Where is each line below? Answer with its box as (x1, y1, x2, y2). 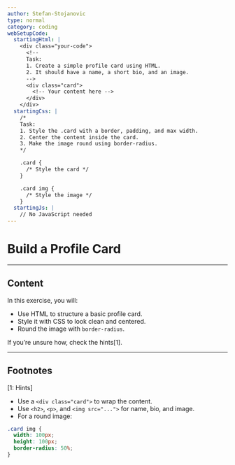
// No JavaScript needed (20, 211, 92, 218)
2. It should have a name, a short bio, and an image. (25, 69, 190, 76)
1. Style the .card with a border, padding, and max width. (20, 127, 199, 134)
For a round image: (17, 412, 72, 420)
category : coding (7, 23, 58, 30)
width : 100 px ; (13, 431, 55, 439)
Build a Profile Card (7, 241, 121, 257)
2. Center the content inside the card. (20, 134, 139, 141)
